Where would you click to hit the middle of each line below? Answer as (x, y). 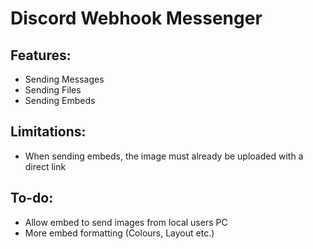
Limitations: (48, 132)
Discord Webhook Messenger (136, 18)
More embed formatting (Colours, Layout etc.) (119, 233)
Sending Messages (64, 79)
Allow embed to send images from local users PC (126, 222)
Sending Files (53, 90)
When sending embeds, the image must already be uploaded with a (164, 156)
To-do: (32, 198)
